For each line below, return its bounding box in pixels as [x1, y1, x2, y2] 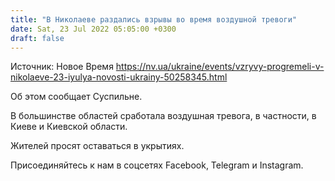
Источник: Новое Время [10, 61, 114, 73]
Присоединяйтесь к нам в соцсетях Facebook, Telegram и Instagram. [10, 159, 304, 171]
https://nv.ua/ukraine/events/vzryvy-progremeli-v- [115, 61, 325, 73]
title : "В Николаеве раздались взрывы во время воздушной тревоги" [10, 14, 298, 25]
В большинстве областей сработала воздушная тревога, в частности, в [10, 110, 317, 122]
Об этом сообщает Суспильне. [10, 91, 143, 103]
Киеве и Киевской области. [10, 121, 128, 133]
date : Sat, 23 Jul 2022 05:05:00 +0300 [10, 24, 177, 34]
